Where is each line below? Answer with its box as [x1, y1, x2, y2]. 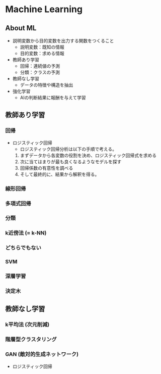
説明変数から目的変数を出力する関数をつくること [12, 38, 114, 43]
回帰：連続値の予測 [20, 63, 60, 69]
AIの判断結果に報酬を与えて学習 [20, 95, 87, 101]
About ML [5, 24, 37, 32]
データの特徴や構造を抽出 [20, 82, 73, 88]
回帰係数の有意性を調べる [20, 165, 73, 171]
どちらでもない [5, 244, 42, 251]
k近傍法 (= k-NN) [5, 229, 47, 237]
